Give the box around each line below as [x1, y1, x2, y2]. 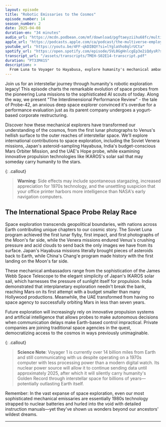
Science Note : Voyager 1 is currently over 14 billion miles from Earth [17, 349, 156, 355]
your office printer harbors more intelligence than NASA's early [17, 189, 146, 194]
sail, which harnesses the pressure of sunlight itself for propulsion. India [5, 278, 152, 284]
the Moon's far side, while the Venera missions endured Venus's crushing [5, 237, 155, 243]
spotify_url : [5, 49, 32, 53]
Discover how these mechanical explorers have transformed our [5, 122, 136, 128]
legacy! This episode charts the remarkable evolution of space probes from [5, 86, 159, 92]
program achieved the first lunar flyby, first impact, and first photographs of [5, 231, 159, 238]
